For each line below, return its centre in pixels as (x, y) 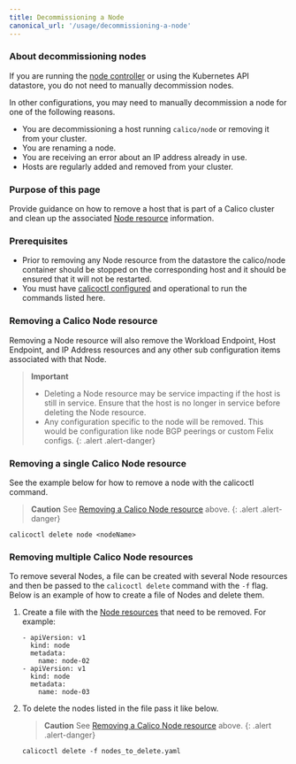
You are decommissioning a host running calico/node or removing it (145, 128)
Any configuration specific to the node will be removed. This (154, 421)
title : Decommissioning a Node (67, 17)
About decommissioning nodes (78, 57)
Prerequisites (38, 242)
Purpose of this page (55, 189)
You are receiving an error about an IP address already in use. (134, 157)
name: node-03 (64, 692)
